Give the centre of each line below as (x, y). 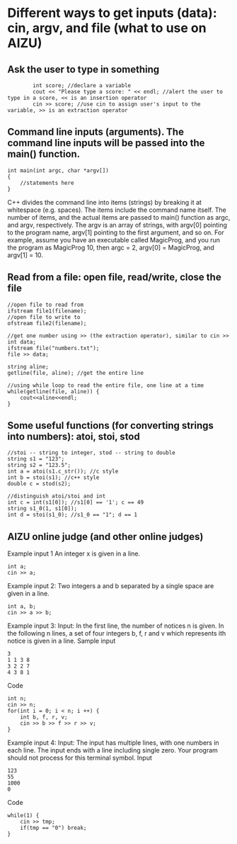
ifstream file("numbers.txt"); (53, 348)
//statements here (47, 183)
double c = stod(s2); (39, 484)
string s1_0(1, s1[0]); (42, 509)
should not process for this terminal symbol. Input (80, 758)
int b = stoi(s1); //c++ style (53, 478)
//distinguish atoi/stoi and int (57, 496)
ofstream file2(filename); (47, 323)
